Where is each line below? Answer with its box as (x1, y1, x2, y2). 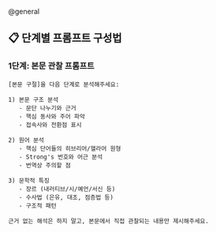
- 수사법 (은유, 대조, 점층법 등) (18, 193, 114, 201)
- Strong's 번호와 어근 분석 (18, 153, 103, 161)
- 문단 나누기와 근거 (18, 104, 76, 112)
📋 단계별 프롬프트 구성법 (8, 32, 122, 45)
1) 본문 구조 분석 (8, 95, 59, 103)
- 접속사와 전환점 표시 (18, 121, 82, 129)
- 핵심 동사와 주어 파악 (18, 112, 85, 121)
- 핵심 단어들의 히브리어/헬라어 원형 (18, 144, 121, 152)
